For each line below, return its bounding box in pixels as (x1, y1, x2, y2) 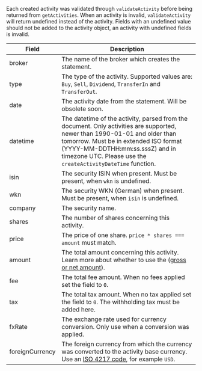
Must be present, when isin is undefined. (61, 194, 179, 202)
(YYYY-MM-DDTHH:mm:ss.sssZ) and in (61, 144, 176, 153)
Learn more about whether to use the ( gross (61, 256, 186, 264)
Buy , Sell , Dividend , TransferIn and (61, 80, 161, 88)
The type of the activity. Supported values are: (61, 72, 193, 81)
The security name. (61, 204, 116, 212)
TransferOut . (61, 87, 97, 96)
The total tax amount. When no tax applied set (61, 290, 192, 298)
